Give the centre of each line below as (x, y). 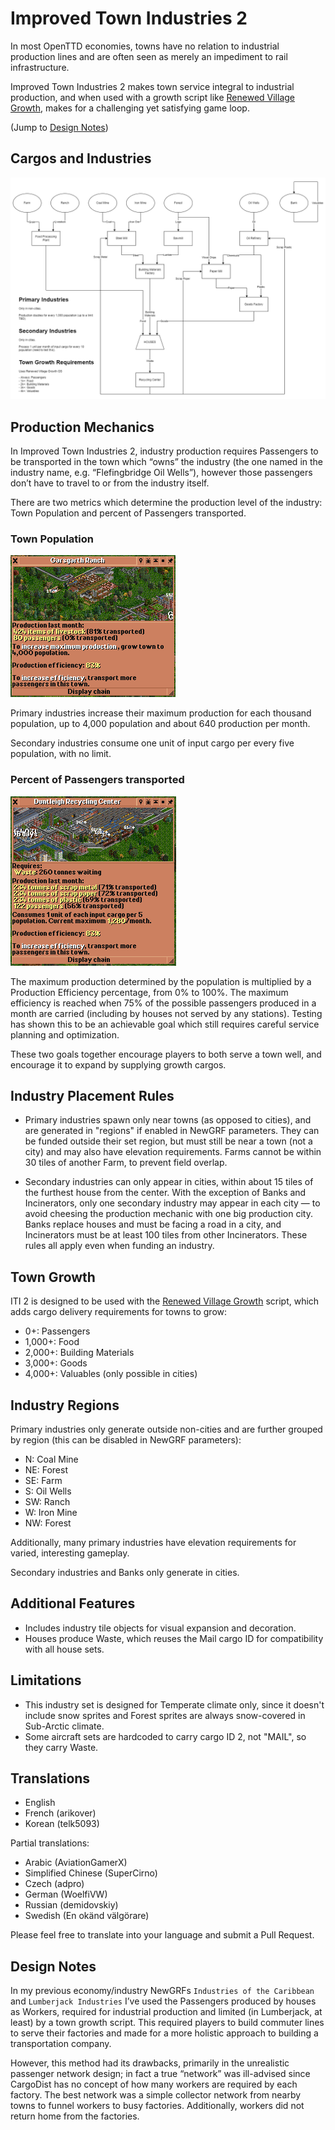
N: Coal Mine (51, 1459)
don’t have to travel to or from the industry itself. (110, 483)
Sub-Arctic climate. (64, 1726)
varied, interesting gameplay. (70, 1553)
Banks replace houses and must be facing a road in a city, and (153, 1224)
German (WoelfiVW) (66, 1894)
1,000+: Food (52, 1342)
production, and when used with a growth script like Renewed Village (153, 97)
